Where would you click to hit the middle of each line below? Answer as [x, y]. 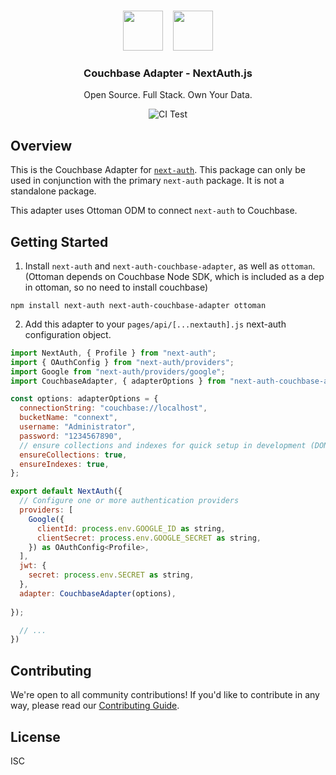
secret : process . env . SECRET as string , [111, 575]
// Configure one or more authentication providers [129, 501]
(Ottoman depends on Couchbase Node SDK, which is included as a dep [174, 276]
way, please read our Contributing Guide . [95, 706]
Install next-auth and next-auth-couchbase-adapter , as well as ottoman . [170, 266]
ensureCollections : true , [73, 455]
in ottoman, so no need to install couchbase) [116, 287]
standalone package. [53, 191]
